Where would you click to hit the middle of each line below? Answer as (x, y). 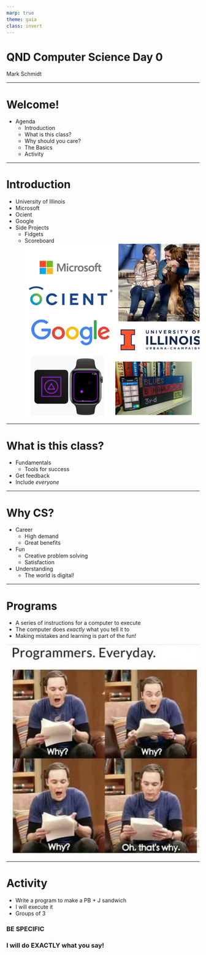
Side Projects (32, 228)
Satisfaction (40, 562)
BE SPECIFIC (25, 929)
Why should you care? (53, 141)
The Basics (39, 148)
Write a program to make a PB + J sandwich (71, 900)
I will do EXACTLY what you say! (55, 946)
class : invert (25, 26)
